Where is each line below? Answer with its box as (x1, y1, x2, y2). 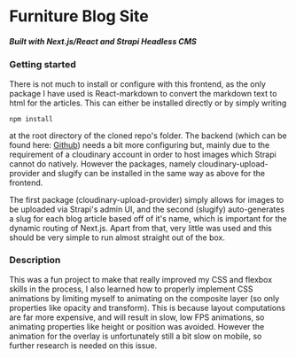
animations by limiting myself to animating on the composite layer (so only (9, 292, 280, 303)
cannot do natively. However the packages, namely (9, 158, 197, 169)
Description (9, 254, 61, 267)
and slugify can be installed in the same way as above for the (41, 167, 266, 178)
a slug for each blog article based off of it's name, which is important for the (9, 213, 287, 223)
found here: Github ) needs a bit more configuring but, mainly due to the (9, 139, 270, 150)
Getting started (9, 58, 77, 71)
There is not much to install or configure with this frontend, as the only (9, 78, 266, 89)
